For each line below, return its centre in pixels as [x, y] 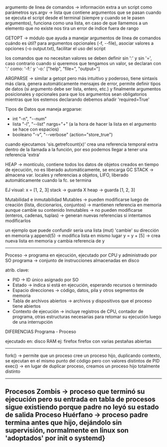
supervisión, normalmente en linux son [67, 430]
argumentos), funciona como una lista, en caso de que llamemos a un [77, 23]
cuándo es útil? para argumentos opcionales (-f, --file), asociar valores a [80, 43]
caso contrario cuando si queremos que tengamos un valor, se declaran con [83, 63]
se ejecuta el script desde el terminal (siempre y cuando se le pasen [75, 18]
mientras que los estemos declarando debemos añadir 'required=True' [78, 99]
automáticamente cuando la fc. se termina [48, 180]
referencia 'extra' [23, 155]
